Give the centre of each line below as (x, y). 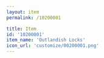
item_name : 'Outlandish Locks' (46, 40)
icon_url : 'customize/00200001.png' (53, 46)
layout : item (23, 12)
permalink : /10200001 (34, 18)
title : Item (21, 29)
